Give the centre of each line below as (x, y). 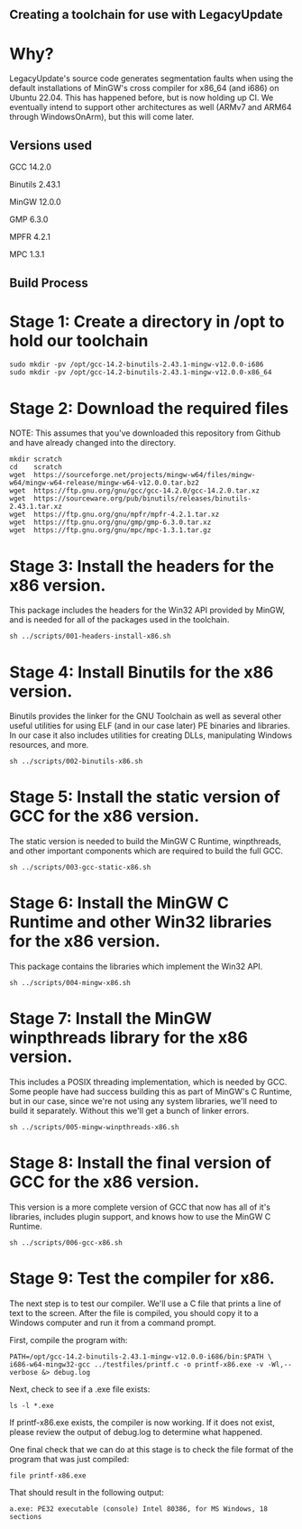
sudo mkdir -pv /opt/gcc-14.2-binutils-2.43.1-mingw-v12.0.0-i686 (137, 364)
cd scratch (36, 467)
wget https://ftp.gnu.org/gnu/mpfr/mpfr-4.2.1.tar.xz (114, 515)
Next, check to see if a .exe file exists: (80, 1389)
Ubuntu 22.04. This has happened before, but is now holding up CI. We (142, 97)
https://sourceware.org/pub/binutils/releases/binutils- (142, 499)
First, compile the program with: (69, 1340)
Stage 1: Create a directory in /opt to (147, 322)
